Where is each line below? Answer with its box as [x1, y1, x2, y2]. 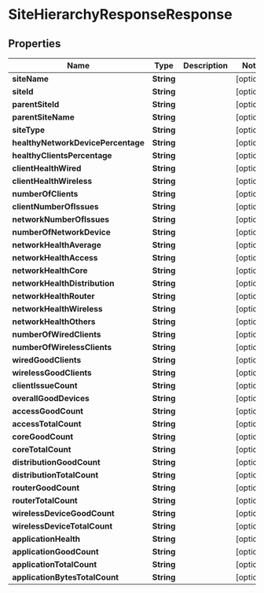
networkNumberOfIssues [12, 214, 110, 225]
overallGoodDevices [12, 393, 90, 403]
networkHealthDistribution [12, 278, 115, 289]
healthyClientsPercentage [12, 150, 112, 160]
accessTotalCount [12, 418, 82, 429]
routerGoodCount [12, 482, 80, 493]
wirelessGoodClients [12, 367, 92, 378]
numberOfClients [12, 189, 79, 199]
